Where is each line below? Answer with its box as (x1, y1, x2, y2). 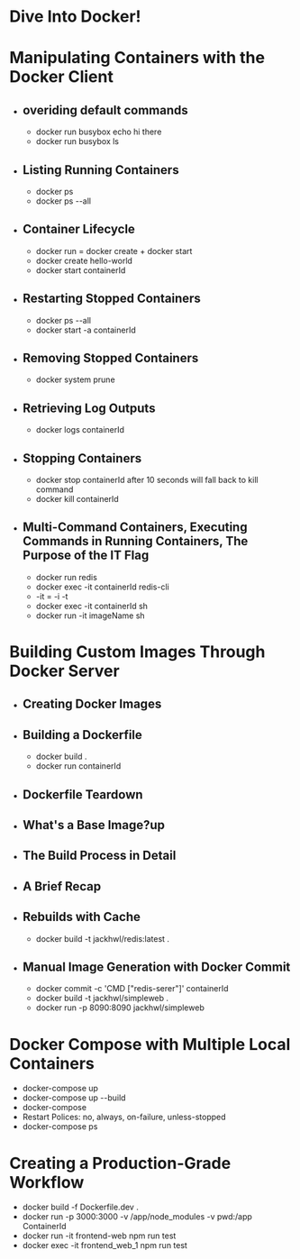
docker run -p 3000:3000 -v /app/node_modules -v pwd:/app (22, 1211, 252, 1222)
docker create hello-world (35, 255, 133, 266)
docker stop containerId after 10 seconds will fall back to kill (35, 475, 259, 486)
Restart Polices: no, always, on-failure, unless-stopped (22, 1111, 227, 1123)
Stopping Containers (22, 451, 142, 466)
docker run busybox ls (35, 136, 120, 147)
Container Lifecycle (22, 222, 135, 237)
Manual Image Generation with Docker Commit (22, 960, 291, 975)
